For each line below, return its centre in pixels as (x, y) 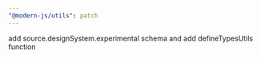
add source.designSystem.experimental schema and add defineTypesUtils (131, 38)
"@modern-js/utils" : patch (53, 15)
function (22, 46)
